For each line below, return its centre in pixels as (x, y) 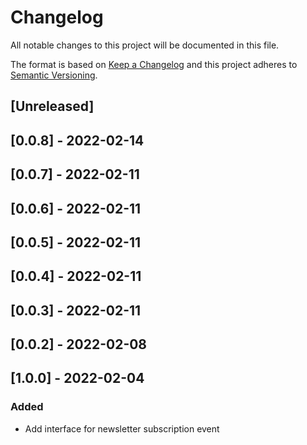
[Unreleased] (52, 106)
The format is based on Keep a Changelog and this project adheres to (154, 64)
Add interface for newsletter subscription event (122, 428)
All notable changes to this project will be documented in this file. (145, 45)
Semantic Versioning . (54, 75)
